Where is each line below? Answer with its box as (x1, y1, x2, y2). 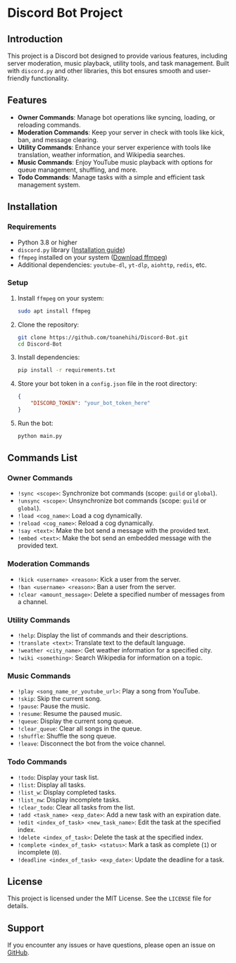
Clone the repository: (17, 320, 80, 329)
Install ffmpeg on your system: (17, 294, 104, 302)
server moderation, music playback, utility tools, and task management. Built (7, 59, 230, 68)
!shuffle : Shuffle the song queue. (17, 732, 116, 741)
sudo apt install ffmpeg (17, 308, 91, 315)
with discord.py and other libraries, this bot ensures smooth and (7, 67, 194, 75)
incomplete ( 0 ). (17, 848, 62, 856)
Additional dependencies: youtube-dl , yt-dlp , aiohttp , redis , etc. (17, 260, 207, 269)
